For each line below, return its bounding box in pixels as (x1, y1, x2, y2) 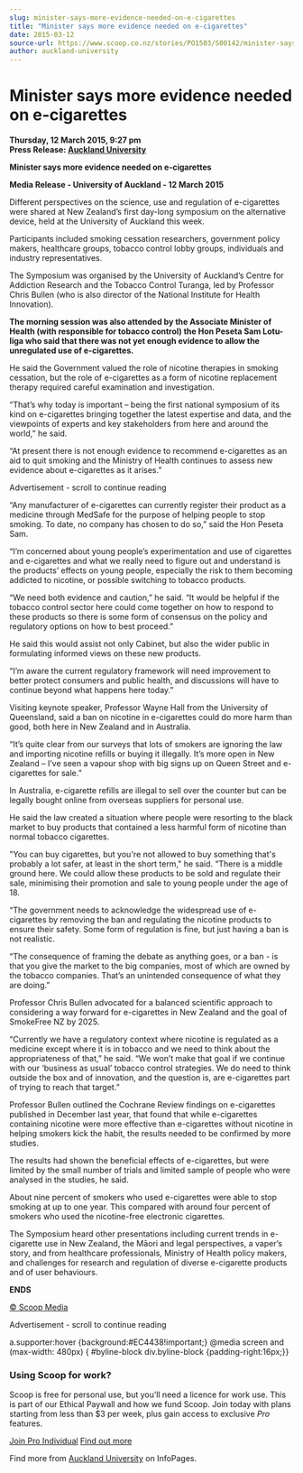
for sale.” (48, 768, 83, 779)
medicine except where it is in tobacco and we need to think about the (9, 1043, 271, 1054)
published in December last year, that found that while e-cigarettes (9, 1109, 258, 1120)
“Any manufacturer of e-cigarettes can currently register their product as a (9, 500, 287, 511)
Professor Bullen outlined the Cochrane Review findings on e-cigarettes (9, 1099, 276, 1110)
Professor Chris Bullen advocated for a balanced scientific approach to (9, 997, 273, 1008)
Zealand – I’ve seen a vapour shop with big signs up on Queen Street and (9, 758, 281, 769)
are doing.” (9, 980, 50, 991)
